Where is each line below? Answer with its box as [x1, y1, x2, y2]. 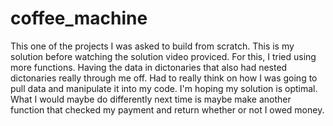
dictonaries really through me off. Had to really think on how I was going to [10, 72, 318, 84]
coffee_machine [10, 7, 148, 30]
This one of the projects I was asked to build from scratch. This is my [10, 40, 295, 52]
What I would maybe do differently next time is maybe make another [10, 93, 292, 105]
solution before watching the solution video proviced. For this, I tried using [10, 50, 317, 62]
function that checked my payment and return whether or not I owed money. [10, 103, 325, 116]
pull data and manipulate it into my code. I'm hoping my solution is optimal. [10, 82, 318, 94]
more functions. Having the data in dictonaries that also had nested [10, 61, 288, 73]
